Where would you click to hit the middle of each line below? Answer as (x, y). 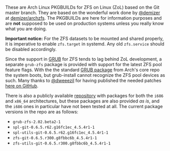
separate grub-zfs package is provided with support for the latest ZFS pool (84, 64)
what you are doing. (26, 29)
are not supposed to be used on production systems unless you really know (84, 23)
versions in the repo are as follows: (42, 112)
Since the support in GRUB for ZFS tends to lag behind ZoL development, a (84, 59)
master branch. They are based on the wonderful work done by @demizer (83, 13)
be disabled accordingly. (31, 49)
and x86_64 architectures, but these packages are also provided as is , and (82, 101)
